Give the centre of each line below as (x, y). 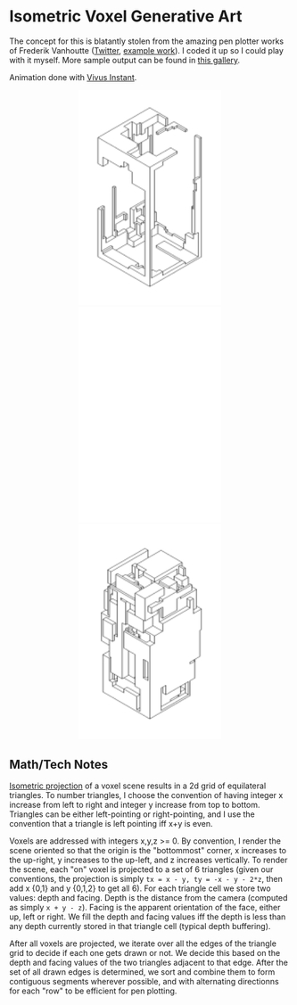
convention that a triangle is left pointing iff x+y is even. (111, 824)
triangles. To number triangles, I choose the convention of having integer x (146, 795)
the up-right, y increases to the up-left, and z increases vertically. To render (148, 860)
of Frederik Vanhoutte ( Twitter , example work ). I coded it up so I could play (146, 50)
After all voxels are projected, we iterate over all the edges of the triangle (143, 943)
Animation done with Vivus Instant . (73, 77)
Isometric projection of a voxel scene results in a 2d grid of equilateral (138, 786)
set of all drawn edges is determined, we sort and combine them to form (142, 972)
